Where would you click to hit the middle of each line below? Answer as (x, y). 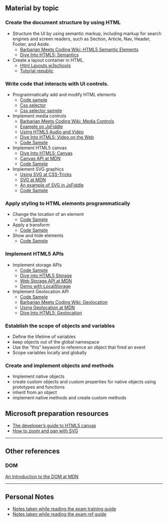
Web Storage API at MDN (46, 281)
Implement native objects (38, 376)
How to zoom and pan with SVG (45, 431)
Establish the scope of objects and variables (60, 326)
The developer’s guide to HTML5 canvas (54, 425)
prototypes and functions (38, 387)
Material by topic (32, 8)
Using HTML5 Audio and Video (52, 132)
